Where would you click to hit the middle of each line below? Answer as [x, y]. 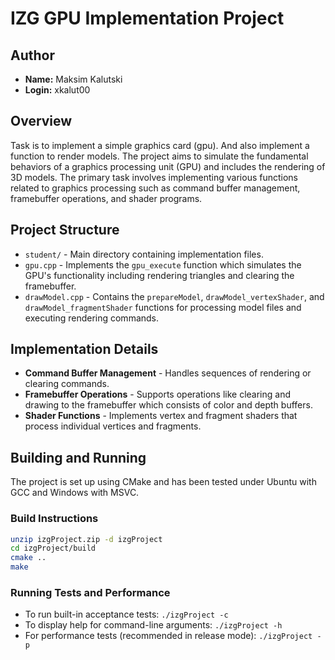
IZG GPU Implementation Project [147, 18]
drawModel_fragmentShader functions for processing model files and [163, 307]
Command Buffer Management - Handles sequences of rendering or [168, 373]
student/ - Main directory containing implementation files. [144, 254]
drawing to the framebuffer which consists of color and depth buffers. [168, 405]
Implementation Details [84, 349]
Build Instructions [54, 519]
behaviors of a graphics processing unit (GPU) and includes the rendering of [168, 166]
